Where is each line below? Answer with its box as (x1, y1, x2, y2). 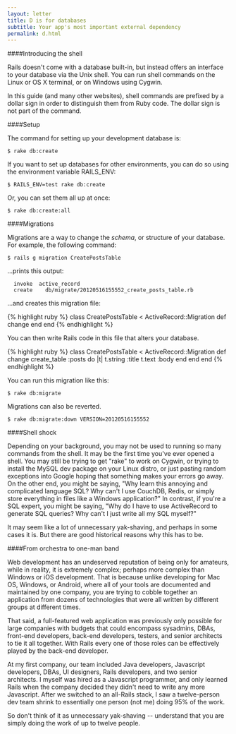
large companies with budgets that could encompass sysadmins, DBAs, (7, 624, 216, 632)
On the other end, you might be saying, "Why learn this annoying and (7, 479, 208, 488)
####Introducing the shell (7, 49, 83, 58)
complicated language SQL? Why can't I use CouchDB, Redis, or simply (7, 487, 215, 495)
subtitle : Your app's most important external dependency (7, 23, 181, 30)
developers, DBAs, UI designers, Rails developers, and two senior (7, 668, 198, 676)
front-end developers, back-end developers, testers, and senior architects (7, 632, 223, 640)
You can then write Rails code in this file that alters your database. (7, 334, 199, 342)
